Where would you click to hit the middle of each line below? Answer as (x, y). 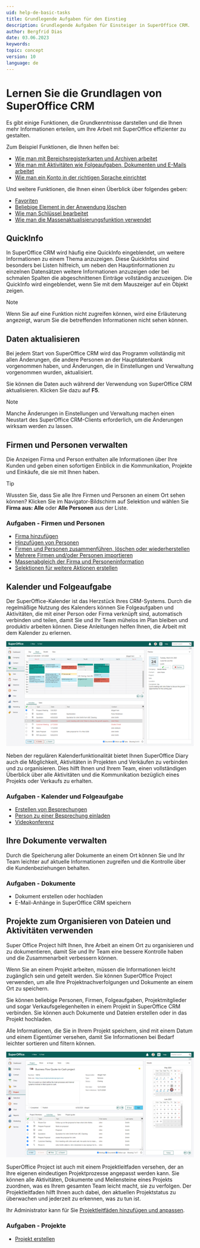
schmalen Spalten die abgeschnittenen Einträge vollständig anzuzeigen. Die (99, 278)
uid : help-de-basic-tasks (38, 13)
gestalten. (18, 135)
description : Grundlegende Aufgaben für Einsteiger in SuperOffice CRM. (98, 25)
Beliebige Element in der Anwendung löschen (71, 207)
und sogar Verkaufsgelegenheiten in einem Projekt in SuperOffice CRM (93, 1006)
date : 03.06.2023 (28, 38)
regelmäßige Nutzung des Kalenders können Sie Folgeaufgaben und (90, 608)
